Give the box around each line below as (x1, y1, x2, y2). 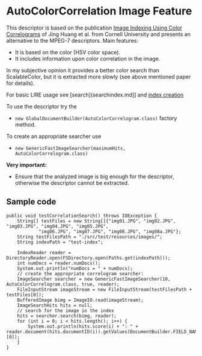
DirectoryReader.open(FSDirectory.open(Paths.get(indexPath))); (6, 255, 171, 261)
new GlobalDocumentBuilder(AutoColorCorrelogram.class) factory (14, 114, 177, 122)
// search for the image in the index (17, 307, 114, 314)
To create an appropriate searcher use (6, 133, 102, 140)
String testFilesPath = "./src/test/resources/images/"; (17, 234, 163, 240)
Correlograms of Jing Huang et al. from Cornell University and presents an (6, 30, 191, 37)
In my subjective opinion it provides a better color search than (6, 66, 159, 73)
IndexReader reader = (17, 249, 71, 255)
